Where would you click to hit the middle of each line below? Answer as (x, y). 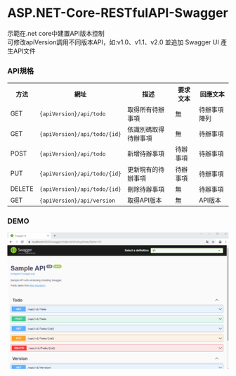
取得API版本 (145, 200)
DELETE (22, 189)
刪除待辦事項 (146, 189)
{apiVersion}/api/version (78, 201)
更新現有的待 (146, 169)
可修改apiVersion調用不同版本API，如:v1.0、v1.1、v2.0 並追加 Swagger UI (113, 42)
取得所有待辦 (146, 109)
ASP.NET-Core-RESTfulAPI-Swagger (118, 13)
